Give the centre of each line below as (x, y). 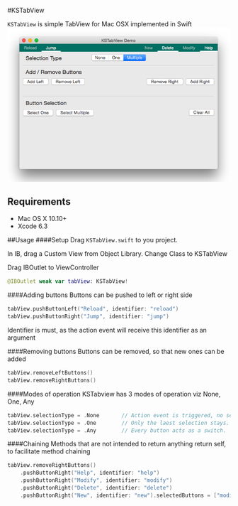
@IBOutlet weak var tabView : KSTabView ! (68, 281)
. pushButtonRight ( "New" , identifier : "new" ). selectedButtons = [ (119, 495)
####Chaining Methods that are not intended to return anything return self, (117, 444)
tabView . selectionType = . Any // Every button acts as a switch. (117, 430)
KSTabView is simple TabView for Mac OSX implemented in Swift (100, 24)
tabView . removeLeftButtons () (50, 373)
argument (22, 338)
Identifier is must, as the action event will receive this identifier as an (107, 330)
